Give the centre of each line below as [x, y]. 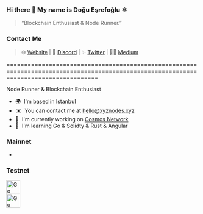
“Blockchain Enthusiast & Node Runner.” [71, 23]
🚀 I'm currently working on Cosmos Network [72, 119]
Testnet [18, 170]
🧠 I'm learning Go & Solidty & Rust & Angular [71, 126]
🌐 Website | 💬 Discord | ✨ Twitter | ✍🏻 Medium [80, 52]
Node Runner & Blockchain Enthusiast [54, 89]
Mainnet [19, 141]
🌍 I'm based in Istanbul [45, 101]
